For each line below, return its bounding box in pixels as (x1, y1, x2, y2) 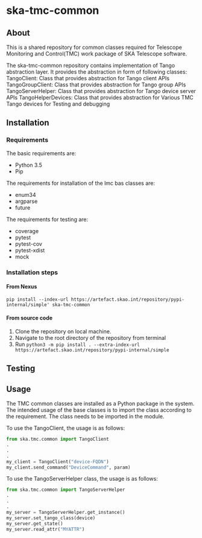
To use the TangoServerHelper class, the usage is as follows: (6, 475, 158, 482)
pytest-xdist (14, 246, 45, 254)
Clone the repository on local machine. (14, 328, 112, 335)
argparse (14, 197, 38, 205)
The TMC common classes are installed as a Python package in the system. (6, 400, 195, 408)
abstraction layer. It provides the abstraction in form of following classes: (6, 68, 188, 75)
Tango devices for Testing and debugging (6, 100, 110, 107)
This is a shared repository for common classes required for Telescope (6, 43, 182, 51)
